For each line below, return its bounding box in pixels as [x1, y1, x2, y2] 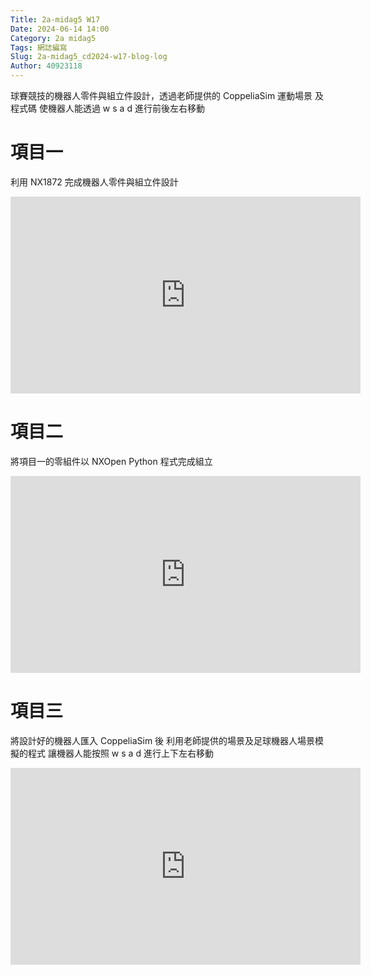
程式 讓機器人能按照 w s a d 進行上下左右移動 [27, 747, 214, 759]
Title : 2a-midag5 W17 [10, 14, 101, 25]
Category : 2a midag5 [10, 33, 97, 43]
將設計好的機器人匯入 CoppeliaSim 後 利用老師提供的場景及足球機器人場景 [10, 734, 316, 746]
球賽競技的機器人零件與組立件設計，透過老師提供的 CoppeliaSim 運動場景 [10, 90, 313, 101]
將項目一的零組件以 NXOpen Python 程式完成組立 [10, 455, 213, 467]
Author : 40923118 [10, 61, 83, 71]
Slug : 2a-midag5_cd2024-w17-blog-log [10, 52, 168, 62]
